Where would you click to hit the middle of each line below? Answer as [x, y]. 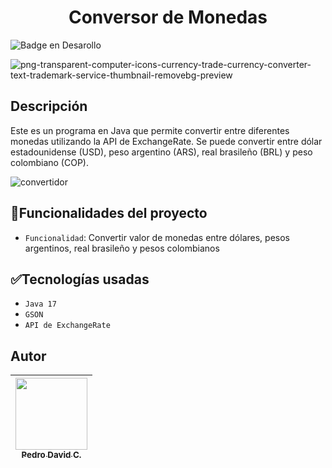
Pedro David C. [51, 455]
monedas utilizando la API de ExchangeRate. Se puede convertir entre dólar [166, 141]
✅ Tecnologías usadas [80, 279]
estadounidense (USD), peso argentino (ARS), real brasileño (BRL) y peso [161, 152]
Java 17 [40, 304]
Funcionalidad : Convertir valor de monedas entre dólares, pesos [157, 237]
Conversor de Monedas [168, 17]
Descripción [49, 106]
